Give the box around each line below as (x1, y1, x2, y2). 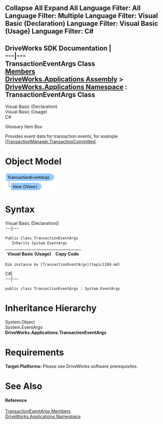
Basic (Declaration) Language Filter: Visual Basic (5, 19, 159, 28)
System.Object (5, 319, 35, 325)
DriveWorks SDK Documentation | (5, 44, 112, 53)
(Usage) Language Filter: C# (5, 27, 94, 36)
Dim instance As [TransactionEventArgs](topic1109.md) (5, 262, 121, 267)
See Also (5, 381, 42, 392)
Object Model (5, 156, 62, 167)
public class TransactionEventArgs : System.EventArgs (5, 286, 121, 291)
